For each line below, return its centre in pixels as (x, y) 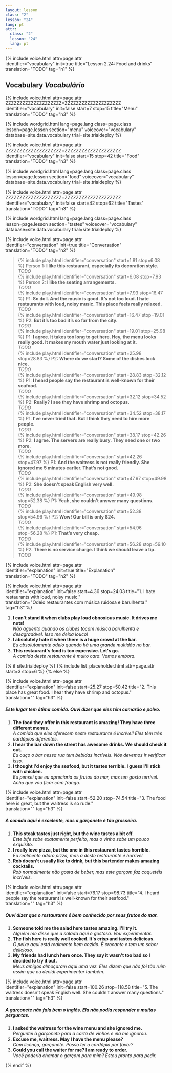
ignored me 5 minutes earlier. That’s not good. (68, 468)
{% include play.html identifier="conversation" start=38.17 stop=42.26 (92, 435)
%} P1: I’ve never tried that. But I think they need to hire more (84, 418)
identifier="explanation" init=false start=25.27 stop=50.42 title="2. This (81, 687)
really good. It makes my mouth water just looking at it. (77, 342)
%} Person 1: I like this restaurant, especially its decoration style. (88, 266)
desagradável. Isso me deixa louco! (50, 634)
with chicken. (27, 771)
